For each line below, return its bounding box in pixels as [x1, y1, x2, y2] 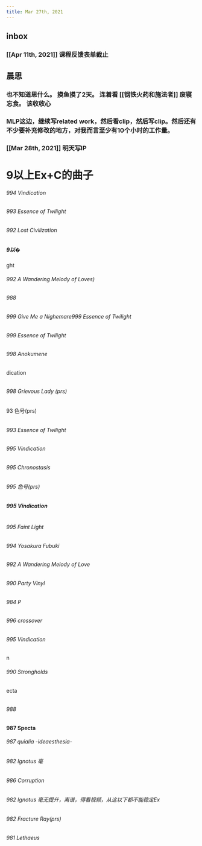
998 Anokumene [6, 351, 48, 358]
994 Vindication [6, 189, 46, 196]
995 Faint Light [6, 523, 44, 531]
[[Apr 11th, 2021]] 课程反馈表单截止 [6, 50, 109, 59]
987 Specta [6, 724, 36, 731]
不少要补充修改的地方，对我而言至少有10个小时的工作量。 [6, 126, 174, 135]
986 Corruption [6, 777, 45, 784]
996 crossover [6, 617, 43, 625]
